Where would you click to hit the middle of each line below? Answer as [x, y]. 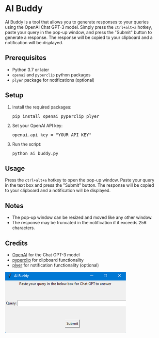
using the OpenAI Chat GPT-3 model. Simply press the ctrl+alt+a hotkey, [79, 27]
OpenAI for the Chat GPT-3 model [46, 255]
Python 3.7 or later [31, 70]
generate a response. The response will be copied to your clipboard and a [79, 37]
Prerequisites [26, 58]
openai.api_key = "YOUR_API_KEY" [52, 135]
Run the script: [27, 144]
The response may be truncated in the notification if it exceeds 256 [79, 223]
